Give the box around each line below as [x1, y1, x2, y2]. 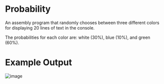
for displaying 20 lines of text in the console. [5, 25, 95, 30]
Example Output [5, 57, 72, 68]
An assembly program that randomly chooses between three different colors [5, 20, 160, 26]
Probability [5, 3, 51, 15]
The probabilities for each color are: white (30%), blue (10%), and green [5, 34, 151, 40]
